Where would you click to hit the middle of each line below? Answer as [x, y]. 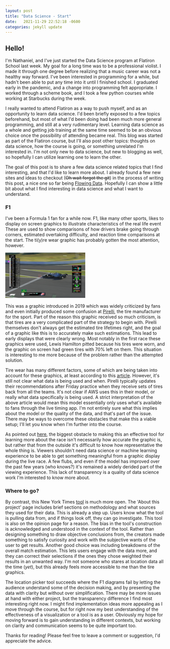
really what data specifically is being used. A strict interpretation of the [79, 397]
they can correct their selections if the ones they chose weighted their [79, 556]
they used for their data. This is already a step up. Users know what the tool [84, 513]
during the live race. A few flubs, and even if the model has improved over [82, 461]
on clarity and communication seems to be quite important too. [71, 626]
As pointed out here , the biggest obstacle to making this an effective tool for [85, 434]
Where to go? [22, 491]
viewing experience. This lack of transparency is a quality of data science [82, 472]
